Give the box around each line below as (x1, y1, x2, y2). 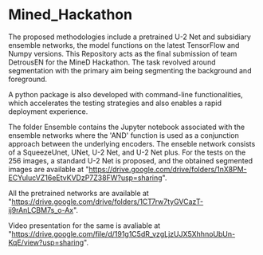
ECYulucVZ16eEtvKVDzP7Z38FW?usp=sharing (8, 173, 163, 182)
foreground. (8, 74, 48, 84)
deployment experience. (8, 106, 88, 116)
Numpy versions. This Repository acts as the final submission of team (8, 49, 237, 58)
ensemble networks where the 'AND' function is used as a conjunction (8, 130, 239, 140)
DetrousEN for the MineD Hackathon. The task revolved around (8, 57, 216, 67)
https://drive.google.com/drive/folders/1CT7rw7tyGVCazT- (11, 197, 204, 206)
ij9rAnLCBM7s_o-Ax (8, 205, 74, 214)
